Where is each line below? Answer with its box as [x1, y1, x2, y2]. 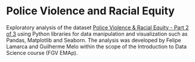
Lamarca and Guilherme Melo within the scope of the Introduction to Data [6, 43, 187, 50]
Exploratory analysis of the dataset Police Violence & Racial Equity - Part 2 [6, 24, 189, 31]
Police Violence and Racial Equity [6, 4, 175, 18]
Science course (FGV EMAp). [6, 49, 78, 56]
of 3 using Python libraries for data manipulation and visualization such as [6, 30, 188, 37]
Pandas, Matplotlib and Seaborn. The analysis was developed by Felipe [6, 36, 181, 44]
